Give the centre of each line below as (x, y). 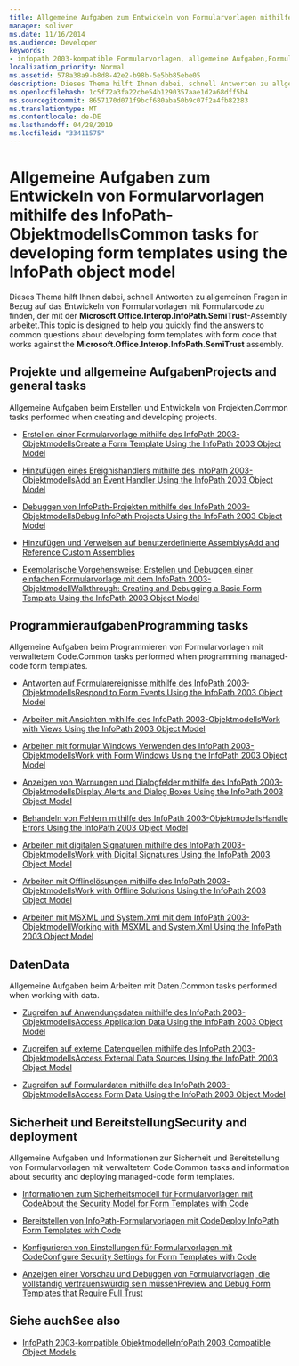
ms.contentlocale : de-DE (55, 117)
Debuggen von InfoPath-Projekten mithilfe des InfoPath (123, 506)
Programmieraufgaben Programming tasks (129, 626)
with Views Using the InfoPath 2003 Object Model (114, 729)
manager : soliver (41, 26)
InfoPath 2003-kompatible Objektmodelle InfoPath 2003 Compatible (146, 1342)
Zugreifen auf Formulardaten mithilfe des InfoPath (113, 1085)
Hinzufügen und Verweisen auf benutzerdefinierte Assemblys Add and (150, 542)
